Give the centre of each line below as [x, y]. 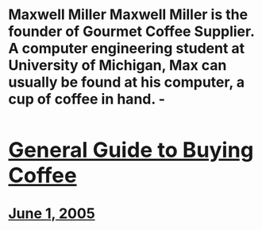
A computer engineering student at [127, 49]
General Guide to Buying [131, 149]
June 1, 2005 [52, 213]
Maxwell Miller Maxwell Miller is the [128, 15]
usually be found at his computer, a [127, 82]
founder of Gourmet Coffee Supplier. [131, 31]
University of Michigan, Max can [118, 66]
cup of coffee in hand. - [87, 99]
